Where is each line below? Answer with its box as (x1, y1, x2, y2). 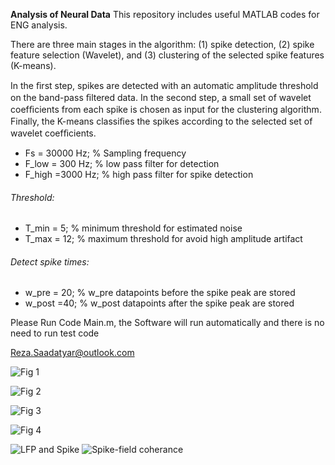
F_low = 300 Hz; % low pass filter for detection (24, 158, 220, 169)
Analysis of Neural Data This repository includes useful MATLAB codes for (10, 9, 320, 20)
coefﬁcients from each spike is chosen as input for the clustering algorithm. (10, 104, 322, 115)
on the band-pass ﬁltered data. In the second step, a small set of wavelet (10, 92, 312, 103)
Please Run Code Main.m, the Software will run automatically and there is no (10, 317, 325, 329)
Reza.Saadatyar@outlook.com (10, 347, 135, 359)
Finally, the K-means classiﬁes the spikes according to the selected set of (10, 115, 313, 127)
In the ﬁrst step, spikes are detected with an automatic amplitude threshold (10, 80, 319, 91)
